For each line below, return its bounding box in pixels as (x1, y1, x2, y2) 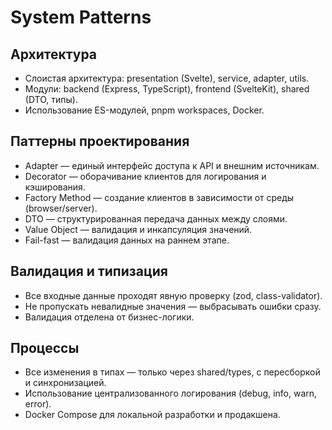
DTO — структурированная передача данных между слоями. (24, 212, 288, 225)
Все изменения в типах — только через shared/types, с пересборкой (24, 366, 321, 378)
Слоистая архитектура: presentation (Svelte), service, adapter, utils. (24, 72, 310, 84)
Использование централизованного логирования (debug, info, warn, (24, 387, 318, 400)
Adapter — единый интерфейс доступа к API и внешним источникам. (24, 159, 320, 171)
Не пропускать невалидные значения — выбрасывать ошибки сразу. (24, 300, 322, 312)
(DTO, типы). (24, 94, 78, 105)
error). (24, 398, 52, 410)
